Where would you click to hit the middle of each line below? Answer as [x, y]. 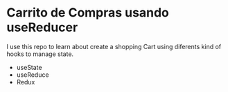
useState [29, 67]
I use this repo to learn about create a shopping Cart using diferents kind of [114, 46]
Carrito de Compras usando [88, 13]
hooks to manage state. [40, 54]
